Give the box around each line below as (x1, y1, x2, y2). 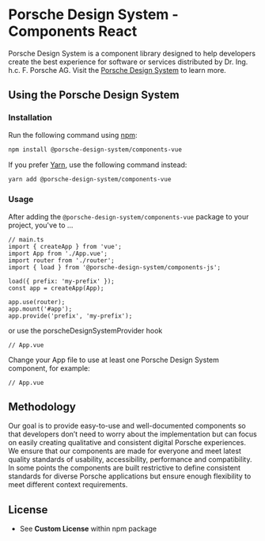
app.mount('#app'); (8, 305, 73, 313)
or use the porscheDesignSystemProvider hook (8, 326, 163, 335)
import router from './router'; (8, 256, 115, 265)
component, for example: (8, 363, 91, 373)
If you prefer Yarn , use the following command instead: (8, 160, 187, 170)
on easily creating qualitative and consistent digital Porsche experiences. (8, 438, 247, 448)
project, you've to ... (8, 220, 74, 230)
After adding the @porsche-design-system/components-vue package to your (8, 211, 249, 221)
